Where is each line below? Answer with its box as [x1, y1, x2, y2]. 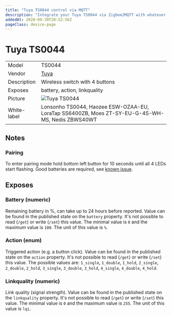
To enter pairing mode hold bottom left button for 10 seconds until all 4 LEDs [5, 160, 166, 166]
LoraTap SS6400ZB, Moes [40, 110, 105, 117]
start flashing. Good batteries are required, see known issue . [5, 166, 133, 172]
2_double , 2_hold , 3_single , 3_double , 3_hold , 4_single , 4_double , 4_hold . [5, 265, 158, 271]
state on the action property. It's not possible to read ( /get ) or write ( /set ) [5, 254, 162, 260]
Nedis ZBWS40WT [51, 116, 97, 123]
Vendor [8, 70, 26, 77]
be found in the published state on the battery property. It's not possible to [5, 213, 164, 219]
